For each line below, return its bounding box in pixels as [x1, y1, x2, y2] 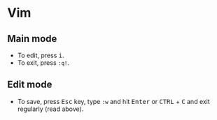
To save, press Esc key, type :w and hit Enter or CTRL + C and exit [17, 97, 210, 105]
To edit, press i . [17, 51, 64, 59]
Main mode [7, 33, 57, 45]
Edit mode [7, 79, 52, 91]
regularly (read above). [17, 105, 84, 113]
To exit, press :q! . [17, 59, 70, 67]
